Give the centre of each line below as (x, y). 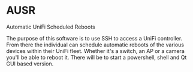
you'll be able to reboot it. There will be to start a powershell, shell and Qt (96, 57)
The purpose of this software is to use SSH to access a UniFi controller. (94, 38)
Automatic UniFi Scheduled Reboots (51, 27)
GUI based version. (30, 64)
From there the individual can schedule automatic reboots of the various (95, 45)
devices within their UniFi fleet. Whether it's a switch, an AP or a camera (95, 51)
